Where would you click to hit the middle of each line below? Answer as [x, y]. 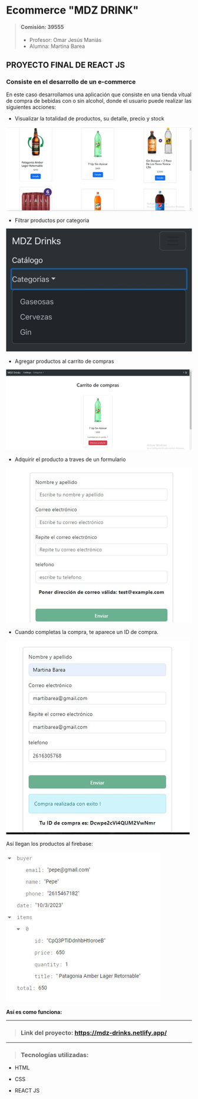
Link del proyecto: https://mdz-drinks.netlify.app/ [94, 1032]
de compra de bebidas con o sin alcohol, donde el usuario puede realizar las [99, 101]
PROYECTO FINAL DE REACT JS [66, 65]
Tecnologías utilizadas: [55, 1055]
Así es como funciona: [34, 1012]
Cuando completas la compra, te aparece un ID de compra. [87, 632]
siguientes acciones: [31, 107]
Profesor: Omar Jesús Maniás [65, 40]
